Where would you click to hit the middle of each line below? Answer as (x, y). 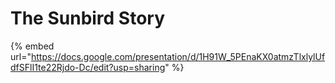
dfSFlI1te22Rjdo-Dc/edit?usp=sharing (88, 67)
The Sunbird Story (88, 18)
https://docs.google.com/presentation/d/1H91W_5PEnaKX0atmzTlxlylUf (178, 56)
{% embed (32, 46)
